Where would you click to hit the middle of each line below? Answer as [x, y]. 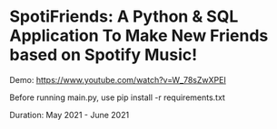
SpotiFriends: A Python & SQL [124, 17]
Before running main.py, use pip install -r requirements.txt [117, 97]
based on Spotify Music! [104, 55]
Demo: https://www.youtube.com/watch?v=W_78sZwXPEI [118, 79]
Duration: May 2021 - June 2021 [69, 115]
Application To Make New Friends [139, 36]
